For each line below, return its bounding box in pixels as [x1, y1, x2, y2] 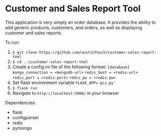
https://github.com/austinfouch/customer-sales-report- [39, 50, 157, 55]
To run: [5, 39, 20, 45]
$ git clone [12, 50, 37, 55]
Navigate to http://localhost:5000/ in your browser [12, 90, 119, 96]
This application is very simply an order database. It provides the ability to [5, 19, 156, 25]
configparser [12, 114, 39, 120]
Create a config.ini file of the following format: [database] [12, 64, 130, 70]
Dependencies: [5, 99, 36, 105]
